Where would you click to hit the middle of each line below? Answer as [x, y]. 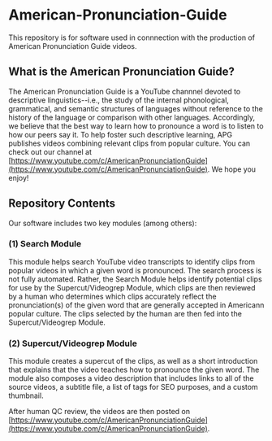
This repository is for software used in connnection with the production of [132, 37]
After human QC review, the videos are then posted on [99, 412]
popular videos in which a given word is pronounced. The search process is [135, 270]
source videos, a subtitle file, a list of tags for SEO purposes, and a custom [133, 387]
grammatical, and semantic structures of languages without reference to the [136, 108]
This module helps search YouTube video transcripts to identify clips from [132, 261]
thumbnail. [26, 395]
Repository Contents [62, 204]
